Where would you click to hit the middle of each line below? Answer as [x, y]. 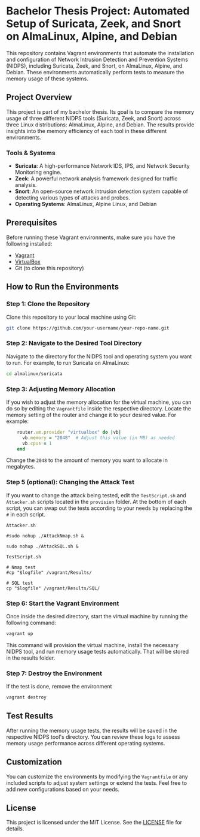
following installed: [29, 243]
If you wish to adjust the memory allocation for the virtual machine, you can [99, 402]
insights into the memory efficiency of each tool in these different [87, 131]
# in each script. [26, 514]
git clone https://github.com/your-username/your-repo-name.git [88, 328]
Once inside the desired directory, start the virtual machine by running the [97, 616]
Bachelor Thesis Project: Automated [98, 11]
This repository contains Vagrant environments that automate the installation [100, 53]
